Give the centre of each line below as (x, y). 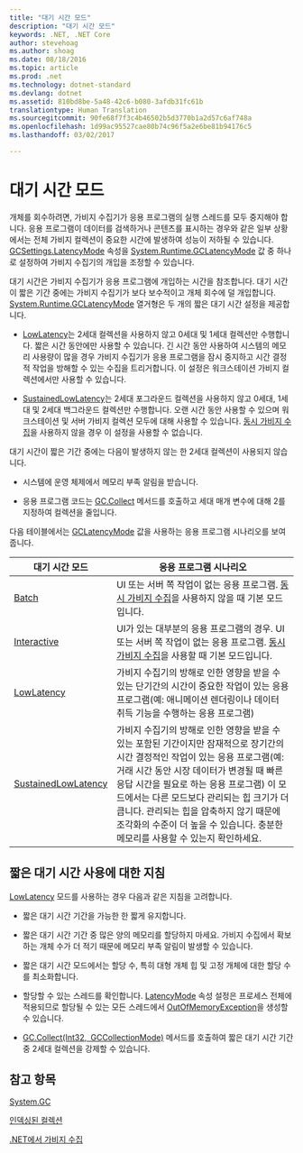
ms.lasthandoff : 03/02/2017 (62, 135)
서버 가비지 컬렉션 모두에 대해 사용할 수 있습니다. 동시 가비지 (176, 421)
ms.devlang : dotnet (46, 93)
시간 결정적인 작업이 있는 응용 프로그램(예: (201, 756)
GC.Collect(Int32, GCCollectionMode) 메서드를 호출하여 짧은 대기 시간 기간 (158, 1037)
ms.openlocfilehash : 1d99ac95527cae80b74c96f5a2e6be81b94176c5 (131, 127)
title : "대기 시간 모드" (50, 18)
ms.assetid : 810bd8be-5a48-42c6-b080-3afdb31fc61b (106, 101)
